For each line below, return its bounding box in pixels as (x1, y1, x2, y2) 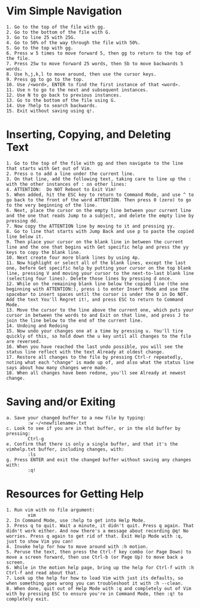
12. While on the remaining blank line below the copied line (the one (6, 280, 189, 287)
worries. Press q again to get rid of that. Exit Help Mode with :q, (6, 533, 184, 539)
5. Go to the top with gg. (6, 45, 74, 51)
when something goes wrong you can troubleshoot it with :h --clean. (6, 580, 184, 586)
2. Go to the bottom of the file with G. (6, 29, 111, 35)
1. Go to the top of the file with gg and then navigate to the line (6, 160, 184, 166)
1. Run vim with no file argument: (6, 507, 95, 513)
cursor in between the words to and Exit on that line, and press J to (6, 312, 189, 318)
